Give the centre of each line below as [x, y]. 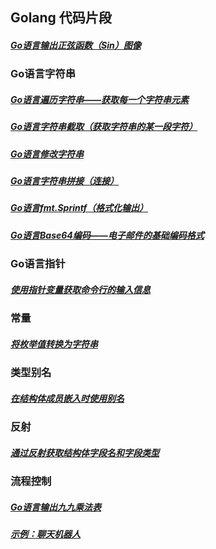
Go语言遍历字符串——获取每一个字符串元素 [100, 99]
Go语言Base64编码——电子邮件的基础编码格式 [107, 235]
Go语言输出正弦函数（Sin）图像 [76, 45]
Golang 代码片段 [61, 18]
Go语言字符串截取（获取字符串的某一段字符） [104, 127]
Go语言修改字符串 [47, 154]
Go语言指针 [38, 264]
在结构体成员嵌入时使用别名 [67, 398]
